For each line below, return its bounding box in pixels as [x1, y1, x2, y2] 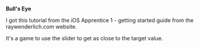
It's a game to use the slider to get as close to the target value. [6, 35, 163, 41]
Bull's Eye [6, 5, 32, 12]
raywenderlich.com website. [6, 23, 77, 30]
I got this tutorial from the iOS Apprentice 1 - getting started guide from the [6, 17, 194, 23]
